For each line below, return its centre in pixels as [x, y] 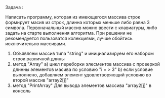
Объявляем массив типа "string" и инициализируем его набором [83, 53]
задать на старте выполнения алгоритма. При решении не [69, 33]
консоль [22, 91]
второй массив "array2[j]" [41, 80]
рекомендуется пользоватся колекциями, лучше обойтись [69, 38]
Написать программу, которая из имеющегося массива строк [73, 17]
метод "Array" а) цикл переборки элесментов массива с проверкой [86, 64]
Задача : [14, 7]
